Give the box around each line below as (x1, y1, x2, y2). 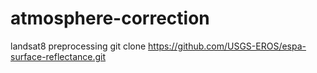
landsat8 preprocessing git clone (10, 40, 147, 52)
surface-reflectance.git (10, 50, 107, 62)
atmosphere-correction (10, 7, 210, 30)
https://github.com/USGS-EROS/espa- (148, 40, 307, 52)
